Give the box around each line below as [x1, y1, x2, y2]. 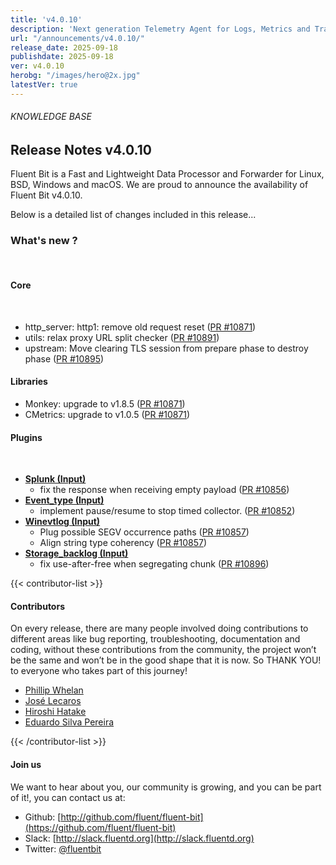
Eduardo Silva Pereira [24, 716, 115, 728]
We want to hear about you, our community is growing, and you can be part [10, 781, 322, 793]
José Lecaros [24, 695, 82, 707]
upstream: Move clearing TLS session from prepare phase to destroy [24, 342, 309, 354]
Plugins [10, 431, 43, 443]
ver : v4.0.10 [10, 61, 65, 71]
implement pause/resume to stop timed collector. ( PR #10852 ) [39, 505, 296, 517]
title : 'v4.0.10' [10, 14, 83, 25]
